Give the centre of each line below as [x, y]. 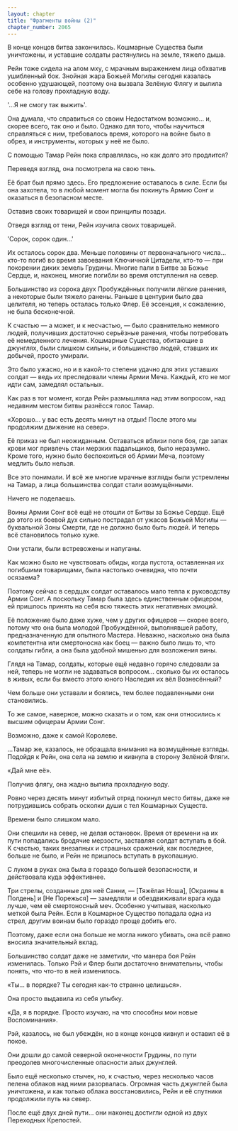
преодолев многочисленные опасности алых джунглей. [92, 1063]
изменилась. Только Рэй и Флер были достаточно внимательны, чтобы [115, 963]
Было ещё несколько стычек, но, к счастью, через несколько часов [110, 1076]
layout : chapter [31, 14]
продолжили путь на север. [50, 1099]
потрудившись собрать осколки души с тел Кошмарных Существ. [107, 806]
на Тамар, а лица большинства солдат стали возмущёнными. [100, 485]
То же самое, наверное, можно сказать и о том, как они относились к [114, 714]
